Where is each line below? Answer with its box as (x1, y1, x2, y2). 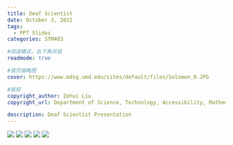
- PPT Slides (13, 29, 51, 37)
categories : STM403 (7, 36, 64, 43)
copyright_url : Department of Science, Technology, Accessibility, (7, 99, 207, 106)
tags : (7, 23, 23, 30)
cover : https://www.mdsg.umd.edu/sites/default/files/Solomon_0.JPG (7, 73, 209, 80)
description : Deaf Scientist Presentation (7, 111, 132, 118)
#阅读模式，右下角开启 (7, 48, 62, 55)
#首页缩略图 (7, 67, 37, 74)
